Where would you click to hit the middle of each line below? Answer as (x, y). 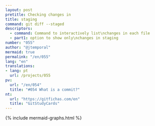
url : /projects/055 (30, 76)
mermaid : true (20, 52)
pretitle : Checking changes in (38, 15)
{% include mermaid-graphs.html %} (44, 118)
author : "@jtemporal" (28, 47)
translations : (20, 66)
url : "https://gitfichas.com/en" (45, 99)
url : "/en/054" (26, 85)
